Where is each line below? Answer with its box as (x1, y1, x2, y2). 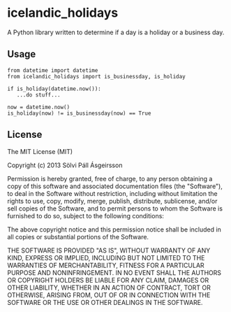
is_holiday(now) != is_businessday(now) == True (7, 110, 151, 117)
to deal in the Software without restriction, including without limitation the (7, 189, 218, 197)
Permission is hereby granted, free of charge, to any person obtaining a (7, 174, 213, 183)
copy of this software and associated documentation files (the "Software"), (7, 182, 223, 190)
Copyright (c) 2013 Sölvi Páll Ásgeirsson (7, 161, 123, 169)
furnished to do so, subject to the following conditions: (7, 211, 164, 220)
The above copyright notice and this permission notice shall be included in (7, 225, 221, 234)
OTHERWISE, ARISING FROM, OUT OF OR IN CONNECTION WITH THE (7, 290, 211, 299)
